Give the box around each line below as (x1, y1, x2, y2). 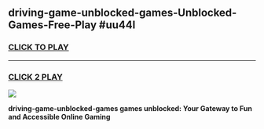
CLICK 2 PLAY (8, 71, 63, 82)
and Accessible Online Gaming (8, 112, 111, 121)
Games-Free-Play (8, 19, 97, 32)
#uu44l (98, 19, 136, 32)
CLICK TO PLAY (8, 42, 69, 53)
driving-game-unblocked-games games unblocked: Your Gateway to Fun (8, 103, 253, 113)
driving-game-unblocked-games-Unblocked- (8, 6, 237, 20)
